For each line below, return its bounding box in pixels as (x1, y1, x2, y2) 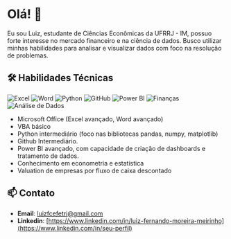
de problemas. (7, 51, 49, 60)
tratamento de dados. (17, 152, 79, 160)
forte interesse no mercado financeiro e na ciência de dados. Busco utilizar (7, 36, 222, 44)
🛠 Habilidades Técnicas (7, 72, 114, 84)
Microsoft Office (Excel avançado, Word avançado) (17, 114, 164, 123)
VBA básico (17, 122, 51, 130)
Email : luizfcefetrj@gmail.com (17, 209, 103, 218)
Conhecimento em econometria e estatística (17, 159, 144, 167)
